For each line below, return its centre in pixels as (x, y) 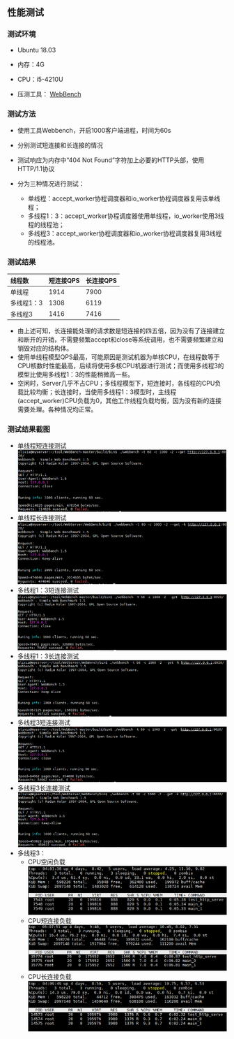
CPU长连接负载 (49, 977)
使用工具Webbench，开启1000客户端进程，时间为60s (94, 130)
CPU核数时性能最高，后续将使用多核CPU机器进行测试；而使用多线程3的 (120, 366)
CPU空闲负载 (47, 862)
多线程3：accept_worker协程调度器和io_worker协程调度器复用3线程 (125, 233)
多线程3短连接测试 (44, 722)
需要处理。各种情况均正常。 (57, 409)
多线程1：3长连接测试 (48, 656)
